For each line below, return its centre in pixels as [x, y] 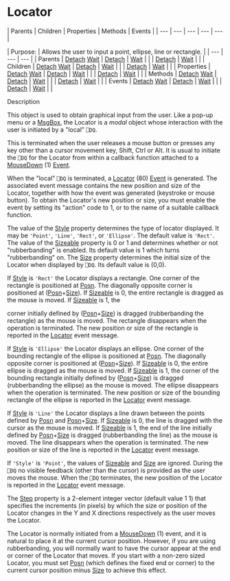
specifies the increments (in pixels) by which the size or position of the [107, 505]
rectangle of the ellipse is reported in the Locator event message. [100, 399]
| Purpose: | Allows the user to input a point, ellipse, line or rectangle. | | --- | [115, 52]
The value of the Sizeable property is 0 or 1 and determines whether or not [113, 242]
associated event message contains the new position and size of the [104, 185]
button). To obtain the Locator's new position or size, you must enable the [112, 200]
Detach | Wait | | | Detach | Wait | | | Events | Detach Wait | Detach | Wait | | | [115, 81]
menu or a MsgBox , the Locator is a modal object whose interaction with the [115, 122]
